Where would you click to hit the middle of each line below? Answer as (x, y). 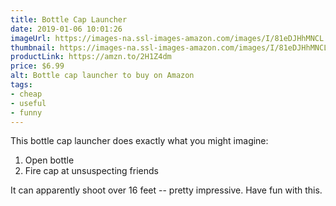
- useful (28, 103)
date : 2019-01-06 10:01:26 (66, 29)
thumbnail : (33, 47)
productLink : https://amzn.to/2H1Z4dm (91, 57)
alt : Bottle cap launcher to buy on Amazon (102, 76)
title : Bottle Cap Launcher (69, 19)
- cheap (26, 94)
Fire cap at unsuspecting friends (91, 171)
